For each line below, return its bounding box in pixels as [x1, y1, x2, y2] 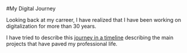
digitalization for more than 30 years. [6, 23, 97, 29]
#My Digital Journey [6, 5, 56, 12]
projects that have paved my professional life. [6, 41, 118, 47]
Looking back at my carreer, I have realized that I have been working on [6, 16, 182, 23]
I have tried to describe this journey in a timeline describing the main [6, 34, 174, 41]
